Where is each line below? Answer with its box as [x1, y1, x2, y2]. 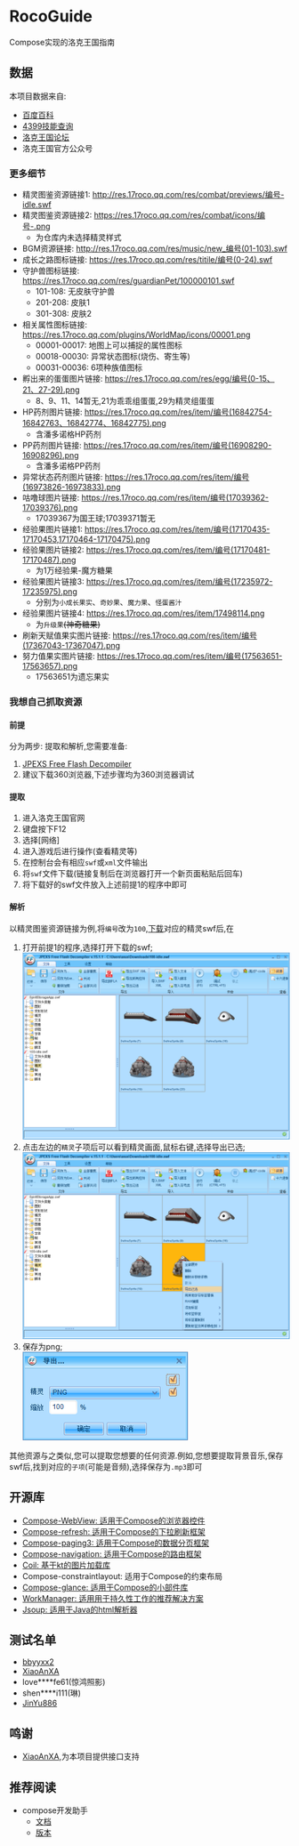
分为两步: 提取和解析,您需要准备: [9, 741, 128, 752]
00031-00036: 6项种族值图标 [35, 362, 143, 373]
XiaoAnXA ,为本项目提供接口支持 [21, 1751, 140, 1762]
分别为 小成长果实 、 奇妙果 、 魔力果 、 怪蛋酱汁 [35, 597, 182, 608]
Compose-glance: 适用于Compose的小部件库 [21, 1582, 189, 1592]
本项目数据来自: [9, 91, 67, 101]
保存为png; [21, 1341, 63, 1351]
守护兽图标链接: [21, 265, 80, 277]
